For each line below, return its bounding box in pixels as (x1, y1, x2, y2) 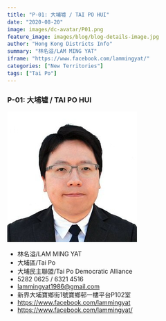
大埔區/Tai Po (17, 258, 56, 267)
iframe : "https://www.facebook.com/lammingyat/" (7, 56, 150, 63)
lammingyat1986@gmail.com (17, 282, 100, 290)
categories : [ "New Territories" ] (7, 63, 104, 69)
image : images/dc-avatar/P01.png (7, 26, 104, 33)
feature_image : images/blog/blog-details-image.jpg (7, 33, 159, 40)
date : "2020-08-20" (7, 18, 64, 26)
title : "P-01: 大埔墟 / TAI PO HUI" (7, 11, 110, 18)
